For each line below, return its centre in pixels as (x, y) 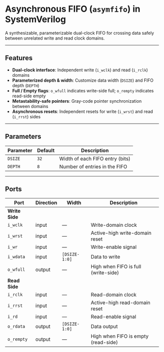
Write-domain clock (114, 225)
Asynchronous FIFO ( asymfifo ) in (73, 9)
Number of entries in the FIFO (93, 166)
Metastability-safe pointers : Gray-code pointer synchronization (77, 101)
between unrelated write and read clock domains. (55, 38)
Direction (46, 203)
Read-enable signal (114, 317)
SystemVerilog (36, 19)
